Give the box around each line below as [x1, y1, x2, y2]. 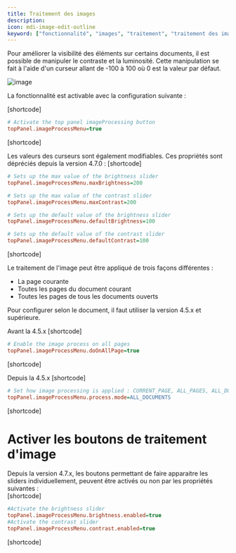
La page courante [17, 278, 69, 285]
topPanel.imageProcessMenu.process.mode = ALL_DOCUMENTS [7, 394, 171, 401]
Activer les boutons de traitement [7, 431, 207, 447]
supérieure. [7, 313, 41, 321]
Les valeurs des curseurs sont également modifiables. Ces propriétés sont [7, 152, 223, 160]
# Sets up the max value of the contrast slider [7, 192, 152, 199]
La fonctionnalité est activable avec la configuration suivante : [7, 92, 186, 100]
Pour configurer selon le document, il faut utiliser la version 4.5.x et [7, 306, 202, 314]
